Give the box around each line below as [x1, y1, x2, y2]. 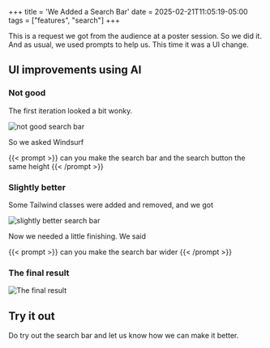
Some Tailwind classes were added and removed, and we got [8, 200, 213, 210]
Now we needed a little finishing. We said [8, 231, 146, 241]
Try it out [8, 309, 55, 323]
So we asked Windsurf [8, 137, 84, 146]
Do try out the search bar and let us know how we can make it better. [8, 331, 239, 341]
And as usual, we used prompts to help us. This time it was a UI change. [8, 40, 249, 49]
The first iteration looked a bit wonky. [8, 105, 133, 116]
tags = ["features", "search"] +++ [8, 15, 120, 25]
